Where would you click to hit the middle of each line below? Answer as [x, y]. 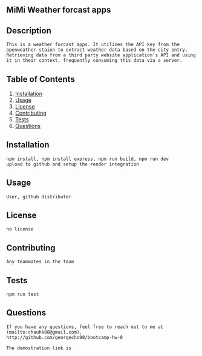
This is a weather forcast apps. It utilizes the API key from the [93, 45]
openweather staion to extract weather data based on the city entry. [97, 50]
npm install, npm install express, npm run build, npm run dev [88, 159]
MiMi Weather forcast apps [59, 10]
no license [20, 229]
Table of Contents [41, 79]
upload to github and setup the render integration [73, 164]
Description [29, 31]
